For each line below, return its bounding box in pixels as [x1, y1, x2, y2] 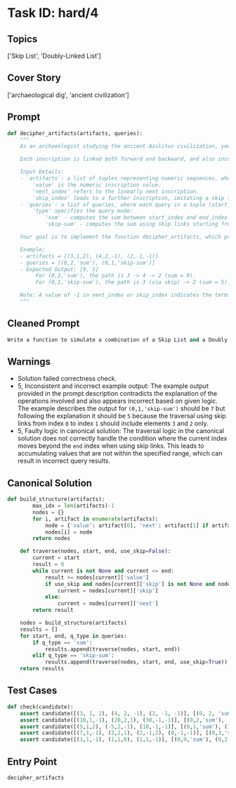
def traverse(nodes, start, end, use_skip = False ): [20, 548, 171, 555]
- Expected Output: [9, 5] [20, 265, 99, 273]
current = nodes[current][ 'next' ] [57, 600, 159, 607]
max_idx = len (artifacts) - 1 [32, 502, 114, 510]
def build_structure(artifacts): [7, 496, 105, 503]
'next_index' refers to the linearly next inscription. [32, 188, 199, 195]
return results [20, 665, 65, 673]
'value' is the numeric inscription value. [32, 181, 162, 188]
